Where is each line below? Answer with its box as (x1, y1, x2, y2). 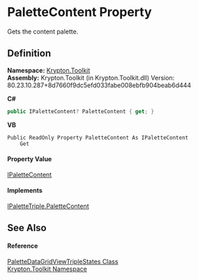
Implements (7, 186, 43, 195)
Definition (7, 47, 51, 59)
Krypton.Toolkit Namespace (7, 265, 87, 273)
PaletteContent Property (7, 4, 152, 20)
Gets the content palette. (7, 27, 79, 36)
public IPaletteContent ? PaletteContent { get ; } (7, 108, 155, 115)
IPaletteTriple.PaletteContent (7, 202, 89, 210)
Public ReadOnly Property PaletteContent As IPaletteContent (7, 134, 189, 141)
